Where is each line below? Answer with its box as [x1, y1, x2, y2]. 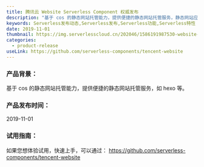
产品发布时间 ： [6, 101, 50, 109]
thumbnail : [6, 32, 34, 38]
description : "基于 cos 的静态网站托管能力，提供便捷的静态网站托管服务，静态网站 [6, 15, 194, 21]
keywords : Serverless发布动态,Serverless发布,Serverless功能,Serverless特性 [6, 20, 196, 26]
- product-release [12, 43, 59, 49]
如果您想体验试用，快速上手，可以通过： [6, 146, 107, 154]
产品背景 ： [6, 69, 38, 78]
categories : [6, 37, 36, 43]
